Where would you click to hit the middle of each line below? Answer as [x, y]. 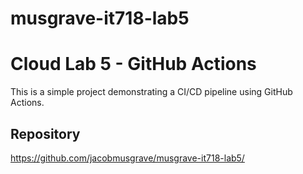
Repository [45, 133]
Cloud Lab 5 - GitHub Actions [133, 64]
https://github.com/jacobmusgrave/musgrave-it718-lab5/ [127, 158]
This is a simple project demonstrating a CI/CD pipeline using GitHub [151, 92]
